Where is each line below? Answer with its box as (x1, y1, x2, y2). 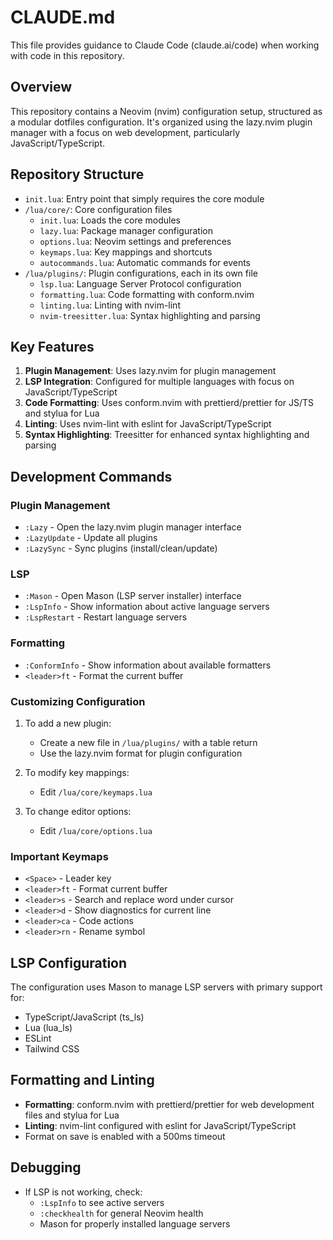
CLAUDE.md (10, 6, 116, 29)
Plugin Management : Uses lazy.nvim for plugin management (24, 365, 277, 377)
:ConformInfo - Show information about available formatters (24, 659, 272, 671)
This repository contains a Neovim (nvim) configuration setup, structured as (10, 105, 323, 117)
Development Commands (10, 468, 173, 485)
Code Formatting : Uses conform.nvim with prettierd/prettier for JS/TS (24, 397, 315, 409)
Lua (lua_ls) (24, 1022, 73, 1034)
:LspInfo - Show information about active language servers (24, 601, 270, 613)
